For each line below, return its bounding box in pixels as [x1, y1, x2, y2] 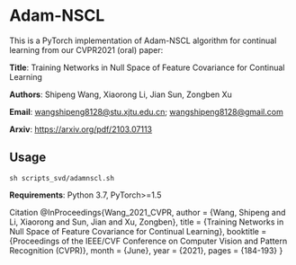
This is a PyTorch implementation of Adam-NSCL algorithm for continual [9, 35, 277, 46]
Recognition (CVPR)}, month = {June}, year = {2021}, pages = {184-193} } [9, 244, 283, 256]
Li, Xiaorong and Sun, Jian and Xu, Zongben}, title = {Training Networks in [9, 216, 284, 227]
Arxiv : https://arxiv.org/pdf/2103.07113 [9, 123, 153, 135]
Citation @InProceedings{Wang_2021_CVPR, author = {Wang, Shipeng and [9, 207, 286, 217]
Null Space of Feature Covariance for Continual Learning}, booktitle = [9, 225, 267, 236]
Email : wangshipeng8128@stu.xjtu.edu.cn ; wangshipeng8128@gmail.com [9, 106, 283, 117]
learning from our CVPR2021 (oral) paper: [9, 44, 164, 55]
